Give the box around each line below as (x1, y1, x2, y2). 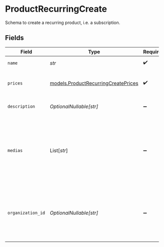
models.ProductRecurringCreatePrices (49, 80, 139, 87)
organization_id (7, 210, 45, 216)
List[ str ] (49, 147, 68, 154)
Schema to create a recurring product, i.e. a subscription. (5, 20, 121, 25)
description (7, 104, 36, 109)
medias (7, 148, 23, 153)
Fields (5, 34, 24, 42)
